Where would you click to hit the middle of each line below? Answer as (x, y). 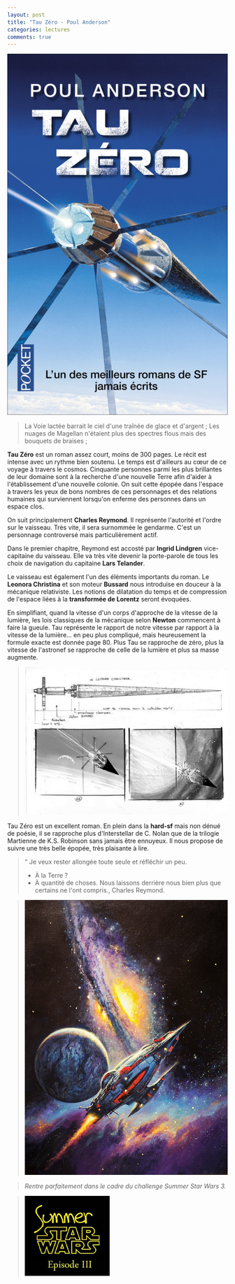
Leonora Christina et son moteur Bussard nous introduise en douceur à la (114, 584)
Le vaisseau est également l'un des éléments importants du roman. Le (108, 576)
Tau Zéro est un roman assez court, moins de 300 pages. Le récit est (107, 454)
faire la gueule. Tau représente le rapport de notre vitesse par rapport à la (113, 627)
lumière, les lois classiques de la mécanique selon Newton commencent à (114, 620)
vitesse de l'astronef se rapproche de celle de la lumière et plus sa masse (113, 650)
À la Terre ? (51, 875)
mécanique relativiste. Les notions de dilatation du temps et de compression (117, 592)
